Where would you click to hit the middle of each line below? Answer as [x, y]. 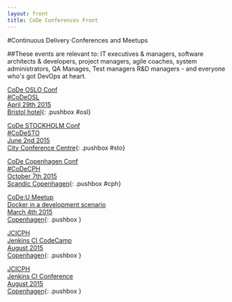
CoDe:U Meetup [30, 197]
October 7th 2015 [32, 176]
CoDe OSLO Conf [32, 89]
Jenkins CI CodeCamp [39, 240]
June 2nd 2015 [29, 140]
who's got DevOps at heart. [47, 76]
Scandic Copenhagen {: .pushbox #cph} [64, 183]
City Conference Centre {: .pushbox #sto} [66, 148]
